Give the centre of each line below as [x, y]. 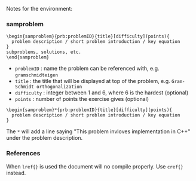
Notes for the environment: [39, 9]
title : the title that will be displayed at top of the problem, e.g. [92, 81]
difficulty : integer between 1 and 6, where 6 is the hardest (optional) [102, 93]
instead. [16, 173]
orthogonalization [59, 87]
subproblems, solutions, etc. [44, 52]
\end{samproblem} [28, 57]
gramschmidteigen [36, 75]
